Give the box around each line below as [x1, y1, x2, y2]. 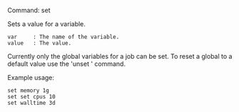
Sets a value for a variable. [7, 20, 86, 28]
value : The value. [7, 40, 72, 47]
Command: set [7, 6, 51, 14]
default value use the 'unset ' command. [7, 60, 126, 68]
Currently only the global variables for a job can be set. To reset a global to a [7, 52, 233, 60]
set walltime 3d [7, 99, 56, 106]
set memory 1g [7, 87, 50, 94]
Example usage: [7, 74, 55, 82]
